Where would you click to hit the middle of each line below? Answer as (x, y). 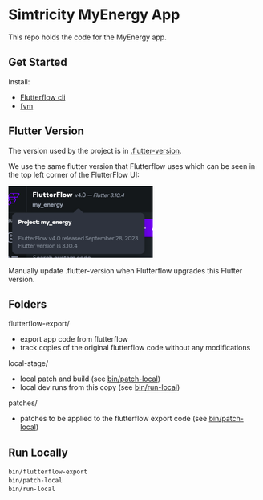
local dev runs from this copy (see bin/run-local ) (100, 387)
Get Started (38, 62)
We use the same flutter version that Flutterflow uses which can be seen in (132, 166)
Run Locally (38, 452)
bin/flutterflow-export (48, 472)
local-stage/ (28, 363)
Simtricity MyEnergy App (94, 15)
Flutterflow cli (42, 97)
